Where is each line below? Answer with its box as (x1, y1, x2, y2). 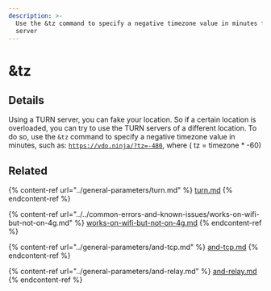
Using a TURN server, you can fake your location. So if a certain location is (8, 114, 256, 125)
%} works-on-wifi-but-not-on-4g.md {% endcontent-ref (74, 218, 262, 228)
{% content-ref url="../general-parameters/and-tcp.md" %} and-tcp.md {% (8, 243, 259, 252)
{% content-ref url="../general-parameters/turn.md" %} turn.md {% (8, 185, 233, 195)
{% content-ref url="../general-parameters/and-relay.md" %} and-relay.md (8, 267, 257, 276)
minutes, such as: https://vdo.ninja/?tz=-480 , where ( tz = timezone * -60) (8, 140, 262, 150)
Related (8, 164, 48, 177)
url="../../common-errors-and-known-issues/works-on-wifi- (60, 210, 260, 219)
